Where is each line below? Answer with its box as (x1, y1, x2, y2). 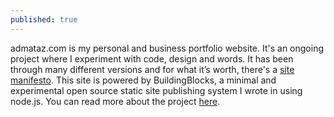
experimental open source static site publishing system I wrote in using (10, 84, 303, 96)
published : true (10, 14, 78, 25)
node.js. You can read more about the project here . (10, 95, 221, 107)
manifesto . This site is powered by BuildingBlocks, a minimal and (10, 74, 277, 86)
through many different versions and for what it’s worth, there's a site (10, 63, 295, 75)
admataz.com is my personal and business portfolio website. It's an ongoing (10, 42, 324, 54)
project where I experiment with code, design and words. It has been (10, 52, 294, 65)
